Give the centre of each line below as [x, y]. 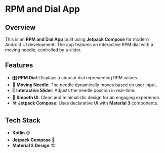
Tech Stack [23, 121]
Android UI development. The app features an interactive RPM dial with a [79, 45]
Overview [21, 27]
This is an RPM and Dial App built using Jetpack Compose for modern [77, 39]
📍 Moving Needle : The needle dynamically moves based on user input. [84, 85]
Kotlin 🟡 [21, 133]
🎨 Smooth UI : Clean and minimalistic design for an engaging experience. [86, 97]
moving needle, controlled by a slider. [43, 50]
